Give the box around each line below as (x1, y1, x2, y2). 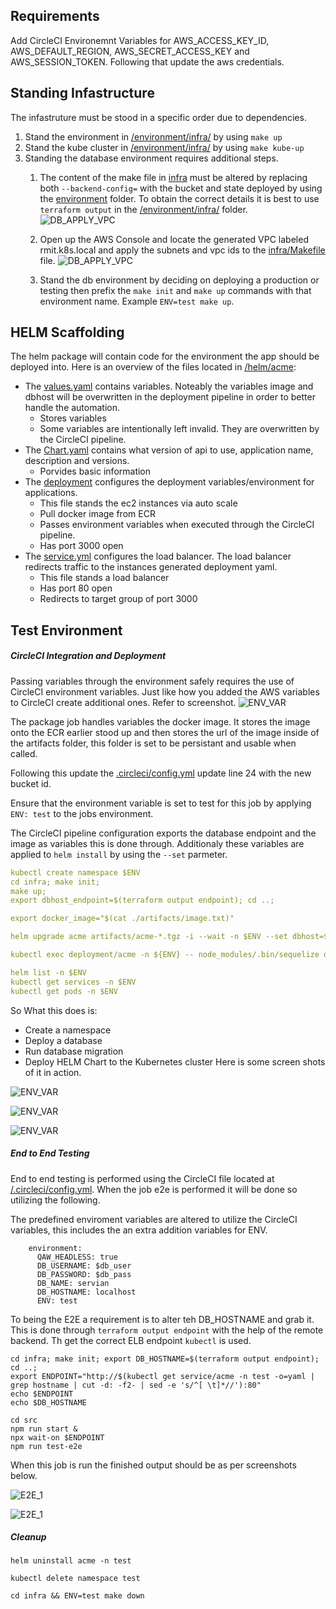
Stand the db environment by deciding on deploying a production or (39, 274, 320, 286)
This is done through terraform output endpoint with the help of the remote (10, 1324, 324, 1336)
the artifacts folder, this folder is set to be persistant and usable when (10, 737, 297, 749)
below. (10, 1469, 38, 1481)
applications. (24, 487, 78, 499)
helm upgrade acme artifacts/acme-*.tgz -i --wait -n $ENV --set (10, 932, 288, 942)
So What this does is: (10, 1004, 98, 1016)
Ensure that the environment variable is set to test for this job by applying (10, 797, 312, 809)
